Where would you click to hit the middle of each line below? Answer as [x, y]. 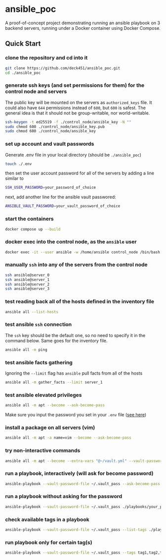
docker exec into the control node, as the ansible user [71, 242]
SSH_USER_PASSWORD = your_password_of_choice [51, 188]
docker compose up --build [33, 229]
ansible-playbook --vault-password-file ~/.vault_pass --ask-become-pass [83, 484]
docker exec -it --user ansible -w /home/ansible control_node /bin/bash [83, 252]
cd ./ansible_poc [23, 73]
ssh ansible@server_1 [27, 280]
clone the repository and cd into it [46, 58]
